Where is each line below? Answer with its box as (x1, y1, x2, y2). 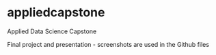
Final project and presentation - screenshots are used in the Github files (7, 40, 210, 48)
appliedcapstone (7, 5, 105, 20)
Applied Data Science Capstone (7, 27, 97, 35)
